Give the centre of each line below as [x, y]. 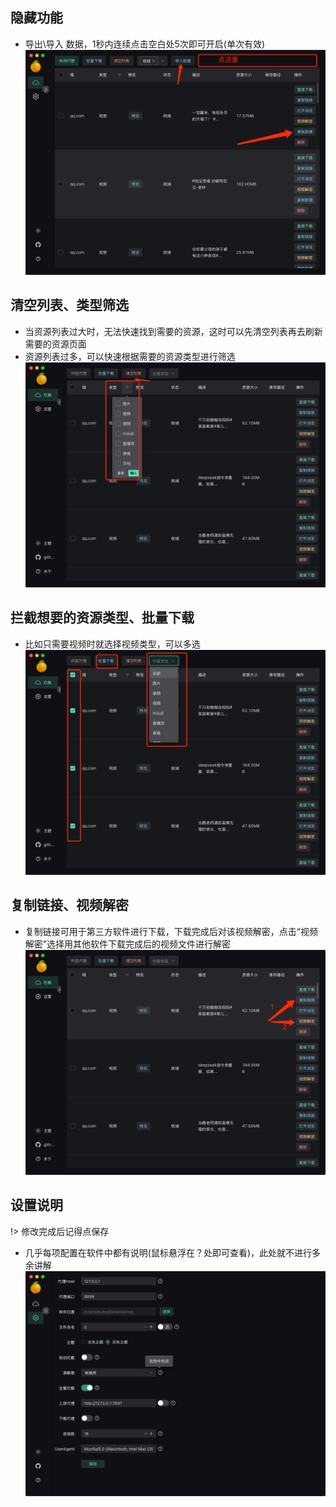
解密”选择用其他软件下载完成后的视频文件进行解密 [127, 944]
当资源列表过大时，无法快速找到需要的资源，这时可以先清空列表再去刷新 [173, 331]
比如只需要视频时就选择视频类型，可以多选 [112, 644]
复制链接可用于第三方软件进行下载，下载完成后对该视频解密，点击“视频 [171, 931]
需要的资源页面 [55, 344]
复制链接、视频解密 [69, 905]
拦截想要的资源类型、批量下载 [102, 618]
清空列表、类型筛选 [69, 305]
